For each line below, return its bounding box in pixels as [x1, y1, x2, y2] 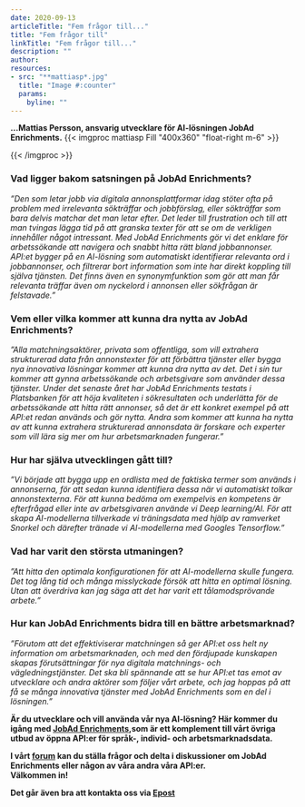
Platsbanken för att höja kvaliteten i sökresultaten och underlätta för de [10, 392, 279, 403]
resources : [10, 64, 52, 74]
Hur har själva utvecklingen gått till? [10, 453, 173, 466]
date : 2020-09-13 [10, 13, 76, 23]
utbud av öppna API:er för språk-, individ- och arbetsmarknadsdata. [10, 733, 273, 743]
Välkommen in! [10, 769, 69, 781]
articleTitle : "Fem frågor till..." [10, 22, 149, 31]
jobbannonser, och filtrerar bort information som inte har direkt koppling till [10, 261, 291, 271]
